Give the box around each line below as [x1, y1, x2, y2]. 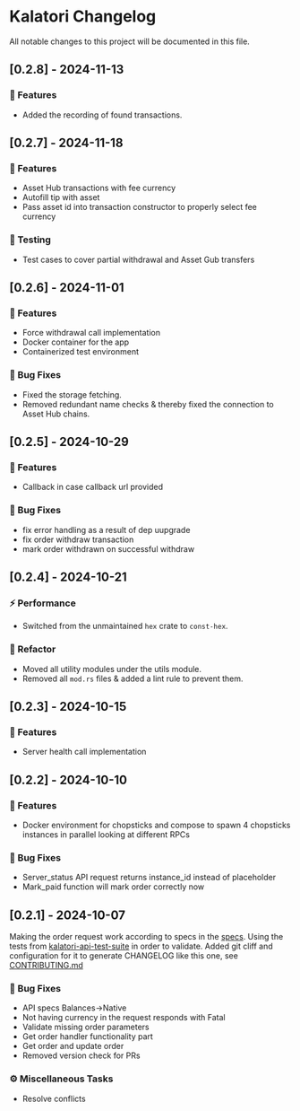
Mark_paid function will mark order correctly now [21, 881, 205, 892]
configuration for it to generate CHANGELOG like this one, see [9, 950, 239, 961]
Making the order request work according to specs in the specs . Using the [9, 932, 284, 942]
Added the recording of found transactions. [21, 109, 183, 120]
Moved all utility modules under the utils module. [21, 663, 202, 674]
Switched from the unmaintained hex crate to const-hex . [21, 621, 228, 632]
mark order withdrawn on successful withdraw [21, 543, 195, 554]
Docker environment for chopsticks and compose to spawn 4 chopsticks [21, 819, 291, 830]
